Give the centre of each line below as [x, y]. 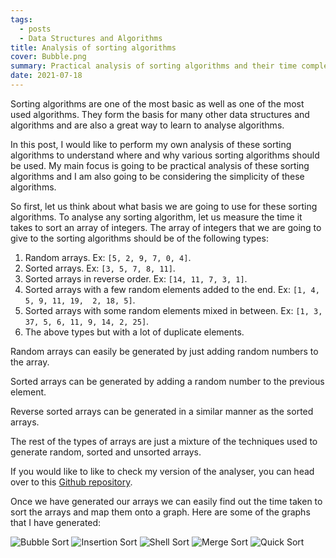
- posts [35, 29]
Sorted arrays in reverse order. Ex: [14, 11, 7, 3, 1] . [136, 278]
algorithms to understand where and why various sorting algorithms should [165, 155]
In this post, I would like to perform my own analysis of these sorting [151, 144]
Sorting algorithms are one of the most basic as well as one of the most [157, 103]
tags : [21, 19]
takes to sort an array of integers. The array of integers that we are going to [166, 227]
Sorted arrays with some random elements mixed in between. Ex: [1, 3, [173, 310]
